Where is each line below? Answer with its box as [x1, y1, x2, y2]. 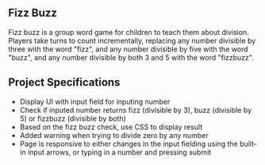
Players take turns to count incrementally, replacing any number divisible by [8, 36, 256, 45]
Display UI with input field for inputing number [19, 97, 171, 106]
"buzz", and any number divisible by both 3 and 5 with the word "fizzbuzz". [8, 52, 254, 62]
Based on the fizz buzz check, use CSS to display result [19, 122, 203, 132]
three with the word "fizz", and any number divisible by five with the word [8, 44, 248, 54]
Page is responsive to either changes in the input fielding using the [19, 139, 238, 148]
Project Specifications [8, 75, 121, 90]
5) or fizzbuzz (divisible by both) [19, 113, 127, 123]
